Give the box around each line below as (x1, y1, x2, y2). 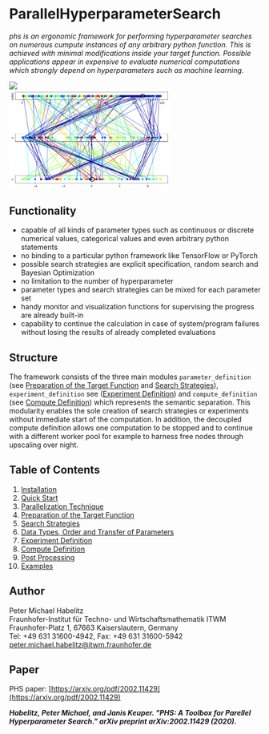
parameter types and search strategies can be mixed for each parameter (20, 285, 261, 295)
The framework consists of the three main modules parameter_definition (9, 372, 251, 381)
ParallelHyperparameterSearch (9, 5, 221, 23)
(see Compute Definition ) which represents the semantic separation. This (9, 397, 251, 407)
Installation (20, 484, 58, 494)
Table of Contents (9, 463, 101, 477)
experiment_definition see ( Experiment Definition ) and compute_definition (9, 389, 258, 398)
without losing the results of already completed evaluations (20, 328, 216, 337)
